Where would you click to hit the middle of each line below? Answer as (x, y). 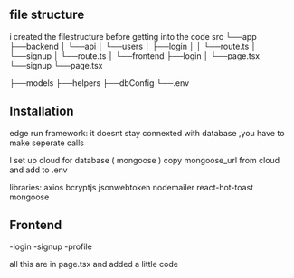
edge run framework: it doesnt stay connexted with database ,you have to (147, 133)
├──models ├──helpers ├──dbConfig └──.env (100, 83)
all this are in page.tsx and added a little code (94, 264)
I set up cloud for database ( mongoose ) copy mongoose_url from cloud (145, 160)
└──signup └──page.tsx (56, 65)
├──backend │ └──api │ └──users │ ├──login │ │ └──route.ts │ (133, 46)
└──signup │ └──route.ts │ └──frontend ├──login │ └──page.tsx (135, 56)
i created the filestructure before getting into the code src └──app (133, 36)
